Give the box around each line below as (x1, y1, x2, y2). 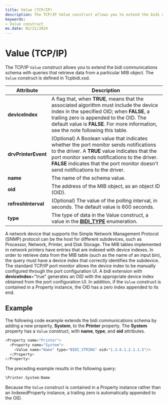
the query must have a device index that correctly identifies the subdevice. (5, 257, 159, 264)
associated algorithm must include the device (51, 102, 158, 109)
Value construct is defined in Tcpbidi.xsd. (5, 75, 90, 81)
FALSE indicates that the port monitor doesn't (51, 160, 158, 167)
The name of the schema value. (51, 174, 126, 181)
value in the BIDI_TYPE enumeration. (51, 218, 137, 225)
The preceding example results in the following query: (5, 365, 116, 372)
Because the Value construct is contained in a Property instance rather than (5, 384, 161, 390)
